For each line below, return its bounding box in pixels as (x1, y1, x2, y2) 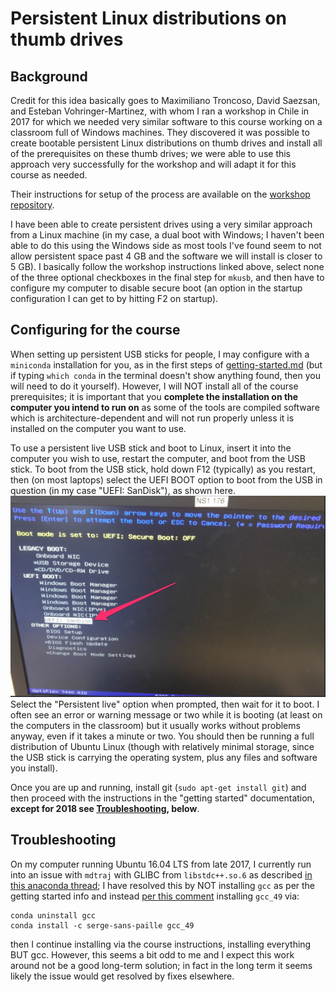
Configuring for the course (10, 322, 181, 339)
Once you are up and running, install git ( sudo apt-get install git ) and (10, 781, 307, 793)
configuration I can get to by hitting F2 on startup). (10, 293, 219, 304)
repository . (10, 199, 55, 211)
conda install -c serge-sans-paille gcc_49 (10, 920, 195, 931)
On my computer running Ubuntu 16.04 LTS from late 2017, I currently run (10, 858, 312, 870)
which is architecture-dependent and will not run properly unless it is (10, 412, 295, 424)
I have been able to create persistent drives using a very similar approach (10, 218, 313, 230)
